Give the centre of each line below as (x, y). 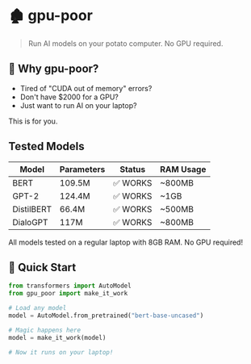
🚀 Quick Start (42, 267)
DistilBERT (32, 209)
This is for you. (33, 121)
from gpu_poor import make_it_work (68, 294)
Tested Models (46, 146)
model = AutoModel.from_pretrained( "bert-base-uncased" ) (106, 316)
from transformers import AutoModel (70, 286)
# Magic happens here (45, 330)
